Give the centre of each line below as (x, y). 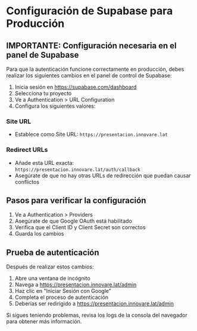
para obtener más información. (44, 321)
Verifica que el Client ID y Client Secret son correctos (80, 227)
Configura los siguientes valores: (55, 106)
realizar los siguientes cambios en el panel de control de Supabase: (89, 75)
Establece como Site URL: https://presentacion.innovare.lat (91, 135)
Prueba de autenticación (53, 252)
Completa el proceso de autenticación (62, 297)
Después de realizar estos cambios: (50, 267)
